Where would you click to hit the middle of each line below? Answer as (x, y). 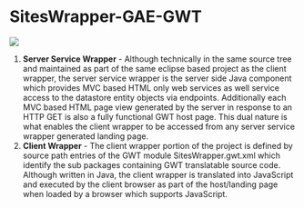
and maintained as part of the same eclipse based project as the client (154, 68)
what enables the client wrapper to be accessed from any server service (159, 126)
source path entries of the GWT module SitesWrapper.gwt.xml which (151, 155)
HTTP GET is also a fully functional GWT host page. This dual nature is (155, 116)
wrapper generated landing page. (85, 136)
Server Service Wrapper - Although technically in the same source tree (157, 59)
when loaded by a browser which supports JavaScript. (125, 193)
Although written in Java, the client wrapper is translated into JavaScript (158, 174)
